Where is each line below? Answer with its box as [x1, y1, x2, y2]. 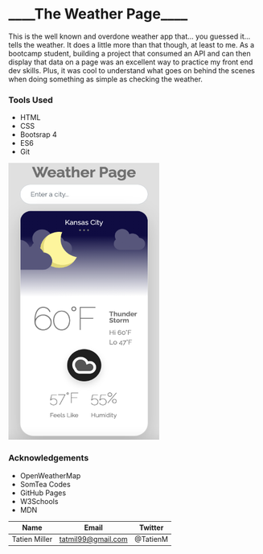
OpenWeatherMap [19, 470, 81, 480]
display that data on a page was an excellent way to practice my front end [8, 57, 253, 67]
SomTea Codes [19, 479, 71, 489]
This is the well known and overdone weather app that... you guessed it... [8, 31, 251, 41]
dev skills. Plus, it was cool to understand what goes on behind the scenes [8, 65, 256, 75]
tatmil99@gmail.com [59, 535, 129, 544]
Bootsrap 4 [19, 130, 58, 139]
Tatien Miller [11, 535, 53, 544]
